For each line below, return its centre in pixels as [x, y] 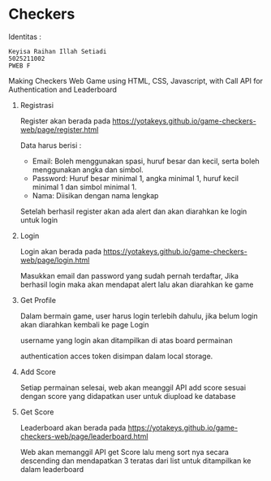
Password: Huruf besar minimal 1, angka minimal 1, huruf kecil [135, 178]
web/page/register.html [59, 129]
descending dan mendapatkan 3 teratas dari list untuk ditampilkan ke [135, 461]
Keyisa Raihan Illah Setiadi [58, 51]
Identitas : [25, 37]
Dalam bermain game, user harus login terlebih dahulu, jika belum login [139, 316]
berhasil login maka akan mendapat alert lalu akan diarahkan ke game [137, 284]
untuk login [39, 219]
